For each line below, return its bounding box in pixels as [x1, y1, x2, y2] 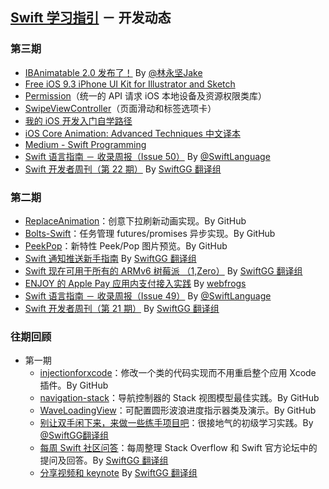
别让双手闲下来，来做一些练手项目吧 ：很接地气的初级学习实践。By [39, 417, 314, 429]
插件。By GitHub [39, 379, 109, 392]
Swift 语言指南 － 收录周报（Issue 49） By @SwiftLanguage [24, 289, 272, 302]
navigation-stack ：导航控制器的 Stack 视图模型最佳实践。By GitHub [39, 392, 320, 404]
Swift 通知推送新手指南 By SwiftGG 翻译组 [24, 252, 197, 264]
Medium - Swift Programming [24, 138, 147, 150]
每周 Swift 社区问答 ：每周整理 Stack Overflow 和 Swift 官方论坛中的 [39, 442, 318, 454]
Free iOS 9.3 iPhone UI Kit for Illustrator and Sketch [24, 78, 236, 90]
